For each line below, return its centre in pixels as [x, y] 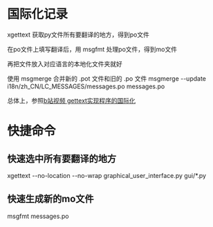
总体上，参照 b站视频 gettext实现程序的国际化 [72, 100]
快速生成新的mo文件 [51, 199]
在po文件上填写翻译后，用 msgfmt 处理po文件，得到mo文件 [92, 49]
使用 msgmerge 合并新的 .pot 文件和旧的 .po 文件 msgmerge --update [106, 78]
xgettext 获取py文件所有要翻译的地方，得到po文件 [78, 34]
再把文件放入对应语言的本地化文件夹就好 [65, 63]
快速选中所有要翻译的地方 [62, 158]
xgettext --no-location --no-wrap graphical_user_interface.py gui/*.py [106, 175]
